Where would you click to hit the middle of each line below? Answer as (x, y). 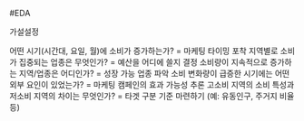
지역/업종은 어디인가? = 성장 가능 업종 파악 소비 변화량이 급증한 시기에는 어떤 (154, 73)
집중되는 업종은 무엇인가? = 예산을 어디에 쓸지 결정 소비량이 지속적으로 (143, 62)
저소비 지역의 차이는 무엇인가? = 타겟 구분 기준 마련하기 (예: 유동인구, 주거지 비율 (152, 96)
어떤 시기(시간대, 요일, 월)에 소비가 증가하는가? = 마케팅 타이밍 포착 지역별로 (144, 51)
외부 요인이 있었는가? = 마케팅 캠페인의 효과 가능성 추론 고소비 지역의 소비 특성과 (152, 84)
